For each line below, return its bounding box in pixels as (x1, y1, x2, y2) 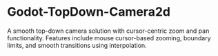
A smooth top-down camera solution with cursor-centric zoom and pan (7, 27, 210, 35)
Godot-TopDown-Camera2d (7, 4, 171, 20)
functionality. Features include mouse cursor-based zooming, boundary (7, 33, 211, 42)
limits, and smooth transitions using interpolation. (7, 41, 147, 49)
